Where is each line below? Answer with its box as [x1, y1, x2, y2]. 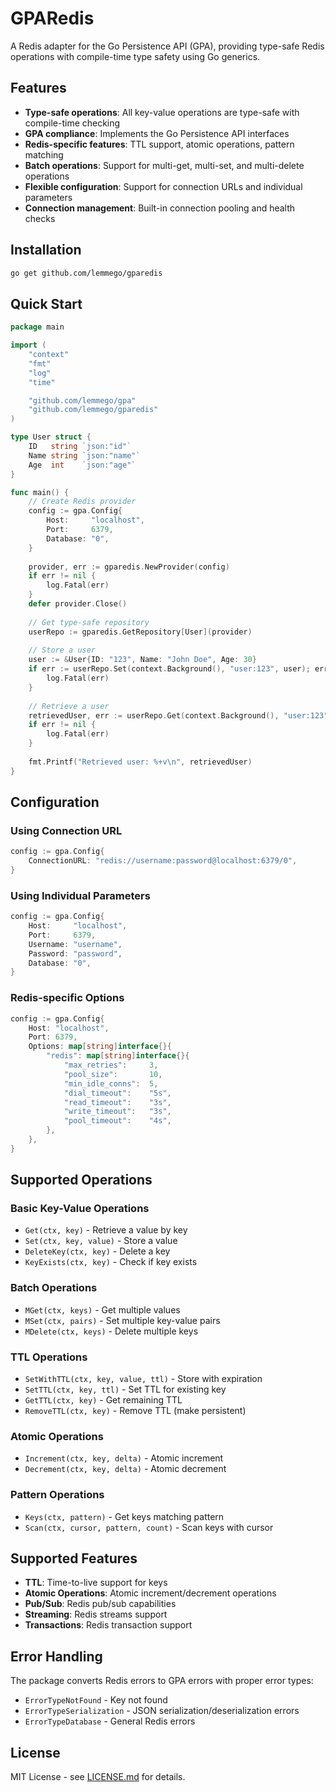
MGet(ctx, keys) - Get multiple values [24, 1303, 181, 1316]
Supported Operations [10, 1172, 153, 1189]
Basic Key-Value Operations [10, 1202, 150, 1216]
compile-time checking [24, 117, 121, 129]
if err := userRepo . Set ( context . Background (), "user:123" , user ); [28, 664, 311, 674]
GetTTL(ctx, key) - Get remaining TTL [24, 1394, 183, 1406]
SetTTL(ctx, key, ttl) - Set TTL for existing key [24, 1383, 227, 1396]
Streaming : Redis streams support [24, 1608, 168, 1621]
